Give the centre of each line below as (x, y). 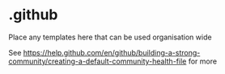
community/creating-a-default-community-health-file (98, 61)
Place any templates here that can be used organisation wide (110, 37)
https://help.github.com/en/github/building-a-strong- (112, 52)
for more (202, 61)
